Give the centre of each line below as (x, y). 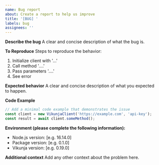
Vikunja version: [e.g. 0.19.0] (41, 148)
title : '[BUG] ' (22, 19)
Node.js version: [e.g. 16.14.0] (42, 137)
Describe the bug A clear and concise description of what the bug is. (75, 42)
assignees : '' (20, 28)
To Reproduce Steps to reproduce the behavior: (53, 51)
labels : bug (17, 23)
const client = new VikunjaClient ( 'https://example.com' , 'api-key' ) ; (79, 114)
